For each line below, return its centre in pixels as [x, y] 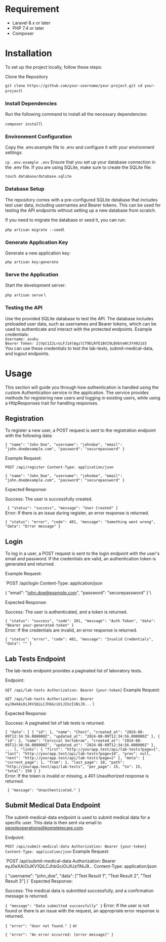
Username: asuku [22, 339]
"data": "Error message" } [33, 526]
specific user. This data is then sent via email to [54, 822]
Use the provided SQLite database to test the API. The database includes [80, 318]
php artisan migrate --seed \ [35, 229]
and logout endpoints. [27, 353]
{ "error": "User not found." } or [41, 925]
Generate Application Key [37, 242]
